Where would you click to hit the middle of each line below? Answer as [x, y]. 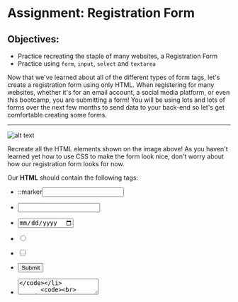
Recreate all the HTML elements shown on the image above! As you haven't [118, 149]
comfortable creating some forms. [57, 115]
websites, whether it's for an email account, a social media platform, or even [119, 92]
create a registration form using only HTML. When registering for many [111, 85]
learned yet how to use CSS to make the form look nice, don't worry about [116, 156]
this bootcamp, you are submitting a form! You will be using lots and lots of [116, 100]
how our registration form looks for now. [66, 164]
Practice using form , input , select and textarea [87, 64]
